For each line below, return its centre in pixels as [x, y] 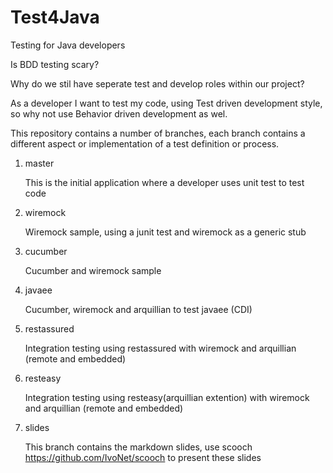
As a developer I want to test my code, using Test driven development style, [166, 103]
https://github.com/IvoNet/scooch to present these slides [143, 457]
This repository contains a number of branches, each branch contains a [158, 133]
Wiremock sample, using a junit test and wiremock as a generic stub [165, 232]
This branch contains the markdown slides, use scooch [138, 447]
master [39, 163]
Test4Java [55, 17]
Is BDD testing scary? [55, 64]
